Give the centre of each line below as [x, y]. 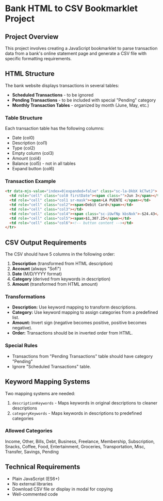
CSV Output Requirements [46, 242]
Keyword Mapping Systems [48, 382]
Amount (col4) [26, 159]
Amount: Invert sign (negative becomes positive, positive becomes [79, 323]
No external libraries [32, 484]
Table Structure [24, 118]
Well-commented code [35, 494]
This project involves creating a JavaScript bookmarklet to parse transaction [81, 48]
